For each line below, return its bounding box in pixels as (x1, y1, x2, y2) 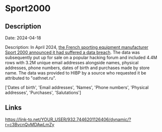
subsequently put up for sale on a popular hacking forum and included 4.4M (5, 55, 158, 60)
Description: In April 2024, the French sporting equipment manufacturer (5, 44, 149, 50)
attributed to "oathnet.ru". (5, 75, 57, 81)
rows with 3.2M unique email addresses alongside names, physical (5, 60, 139, 65)
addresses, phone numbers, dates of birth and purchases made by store (5, 65, 150, 71)
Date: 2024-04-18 (5, 35, 41, 41)
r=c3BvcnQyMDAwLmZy (5, 121, 55, 127)
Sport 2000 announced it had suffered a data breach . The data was (5, 49, 140, 55)
